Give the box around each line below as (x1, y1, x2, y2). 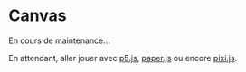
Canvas (8, 5, 67, 26)
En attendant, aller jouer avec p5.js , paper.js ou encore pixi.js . (8, 52, 238, 63)
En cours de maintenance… (8, 35, 110, 46)
